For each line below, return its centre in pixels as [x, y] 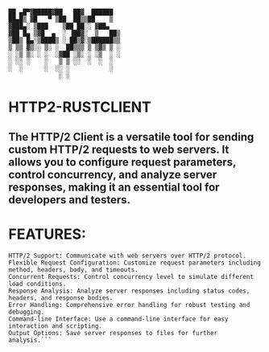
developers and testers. [70, 200]
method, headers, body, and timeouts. [73, 270]
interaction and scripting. [56, 326]
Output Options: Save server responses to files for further [113, 333]
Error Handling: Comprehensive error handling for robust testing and [129, 305]
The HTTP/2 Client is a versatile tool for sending [131, 137]
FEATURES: [48, 234]
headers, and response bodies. [61, 298]
